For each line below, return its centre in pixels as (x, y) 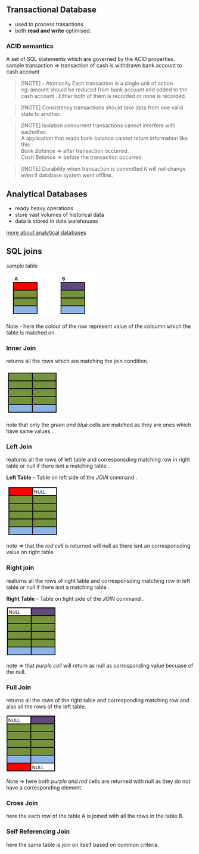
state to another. (41, 114)
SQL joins (24, 251)
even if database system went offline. (67, 175)
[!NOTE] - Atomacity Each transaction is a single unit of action (97, 84)
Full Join (19, 687)
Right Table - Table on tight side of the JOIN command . (75, 598)
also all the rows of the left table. (46, 706)
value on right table (30, 552)
